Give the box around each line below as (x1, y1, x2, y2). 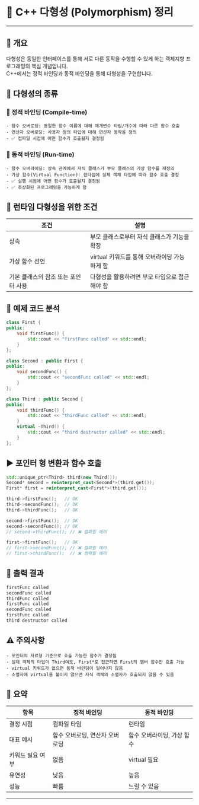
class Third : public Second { (6, 396, 84, 402)
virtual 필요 (128, 755, 159, 763)
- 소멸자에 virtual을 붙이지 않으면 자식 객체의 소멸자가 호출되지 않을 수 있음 (6, 672, 175, 677)
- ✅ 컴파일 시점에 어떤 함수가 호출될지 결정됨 (6, 136, 105, 142)
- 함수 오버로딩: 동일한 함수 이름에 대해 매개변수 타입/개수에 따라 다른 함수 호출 (6, 123, 180, 129)
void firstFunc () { (17, 330, 65, 337)
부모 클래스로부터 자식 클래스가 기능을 (89, 233, 190, 241)
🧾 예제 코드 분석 (6, 303, 60, 313)
